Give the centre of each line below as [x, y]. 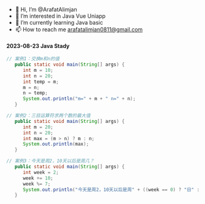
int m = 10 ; [38, 70]
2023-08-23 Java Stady [38, 45]
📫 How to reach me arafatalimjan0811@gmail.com [79, 29]
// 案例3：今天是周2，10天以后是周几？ [50, 161]
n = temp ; [35, 93]
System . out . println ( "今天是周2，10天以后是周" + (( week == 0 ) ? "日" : [111, 190]
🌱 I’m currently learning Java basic [59, 22]
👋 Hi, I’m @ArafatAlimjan [46, 10]
